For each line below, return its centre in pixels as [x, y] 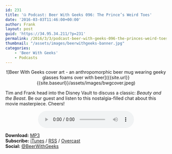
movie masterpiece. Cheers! [35, 104]
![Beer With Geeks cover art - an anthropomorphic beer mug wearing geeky [86, 72]
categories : [18, 48]
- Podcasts [26, 58]
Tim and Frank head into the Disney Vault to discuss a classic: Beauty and [83, 93]
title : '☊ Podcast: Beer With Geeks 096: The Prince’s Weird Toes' [79, 15]
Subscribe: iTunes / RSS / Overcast [43, 141]
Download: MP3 [23, 136]
